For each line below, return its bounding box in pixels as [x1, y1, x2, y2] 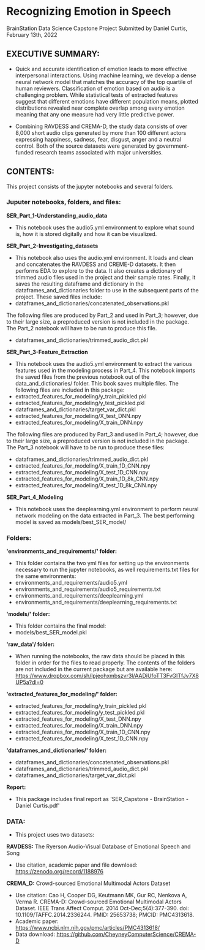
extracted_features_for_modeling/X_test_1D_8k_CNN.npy [15, 481, 157, 488]
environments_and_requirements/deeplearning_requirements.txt [15, 599, 177, 606]
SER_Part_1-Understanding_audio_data [6, 211, 108, 219]
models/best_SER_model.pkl [15, 629, 87, 636]
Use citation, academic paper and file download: [15, 861, 138, 868]
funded [15, 148, 34, 156]
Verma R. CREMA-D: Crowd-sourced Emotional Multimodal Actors [15, 898, 182, 905]
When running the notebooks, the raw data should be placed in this [15, 653, 185, 660]
